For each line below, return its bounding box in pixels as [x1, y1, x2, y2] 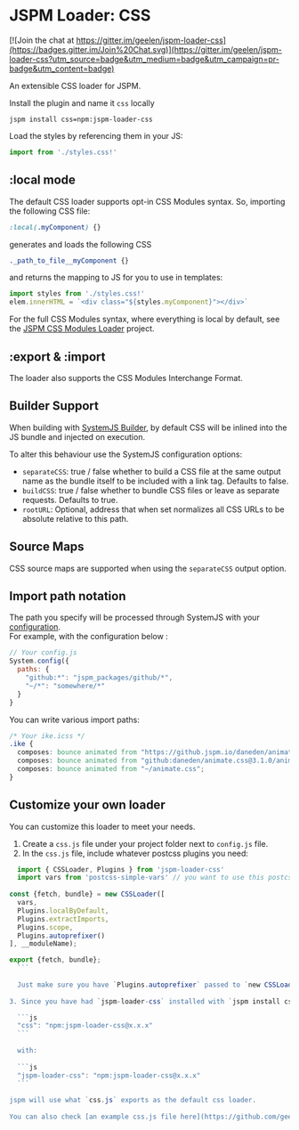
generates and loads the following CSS [9, 239, 152, 249]
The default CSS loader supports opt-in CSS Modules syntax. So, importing [9, 196, 286, 207]
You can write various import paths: [9, 714, 140, 725]
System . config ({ [9, 656, 69, 666]
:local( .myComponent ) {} [9, 223, 101, 232]
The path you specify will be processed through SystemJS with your [9, 612, 260, 623]
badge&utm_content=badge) [9, 63, 115, 74]
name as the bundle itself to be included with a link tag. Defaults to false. [21, 476, 289, 486]
